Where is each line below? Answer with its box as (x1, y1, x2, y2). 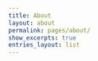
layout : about (8, 19, 56, 27)
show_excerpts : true (8, 33, 77, 42)
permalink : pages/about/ (8, 26, 91, 34)
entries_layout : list (8, 41, 80, 49)
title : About (8, 11, 52, 20)
